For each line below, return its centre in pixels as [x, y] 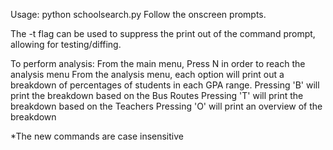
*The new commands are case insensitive [97, 136]
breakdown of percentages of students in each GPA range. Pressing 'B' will [165, 85]
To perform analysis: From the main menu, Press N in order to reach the [158, 63]
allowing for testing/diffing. [66, 44]
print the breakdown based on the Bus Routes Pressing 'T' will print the [157, 95]
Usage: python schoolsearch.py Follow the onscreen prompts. [138, 14]
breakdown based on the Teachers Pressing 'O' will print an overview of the [166, 106]
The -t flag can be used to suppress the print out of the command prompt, [163, 33]
